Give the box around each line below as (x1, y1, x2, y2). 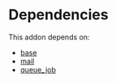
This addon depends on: (8, 32, 90, 42)
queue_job (19, 64, 57, 74)
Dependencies (8, 6, 109, 24)
